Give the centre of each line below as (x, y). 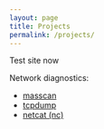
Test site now (34, 61)
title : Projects (40, 26)
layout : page (34, 18)
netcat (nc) (43, 115)
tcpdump (39, 105)
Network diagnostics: (49, 78)
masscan (39, 95)
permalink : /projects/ (52, 35)
